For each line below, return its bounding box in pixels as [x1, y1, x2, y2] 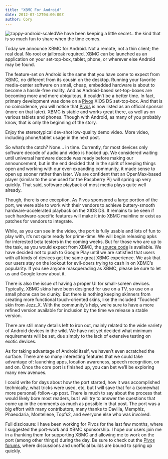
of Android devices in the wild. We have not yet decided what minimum [5, 328, 152, 334]
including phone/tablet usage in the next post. [5, 134, 100, 141]
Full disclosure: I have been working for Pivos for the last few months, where [5, 421, 163, 427]
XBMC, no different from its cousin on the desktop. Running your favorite [5, 76, 156, 83]
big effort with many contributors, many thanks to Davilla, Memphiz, [5, 406, 145, 412]
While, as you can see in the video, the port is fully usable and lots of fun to [5, 228, 161, 234]
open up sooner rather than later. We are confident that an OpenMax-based [5, 171, 161, 177]
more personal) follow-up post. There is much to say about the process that [5, 390, 162, 396]
